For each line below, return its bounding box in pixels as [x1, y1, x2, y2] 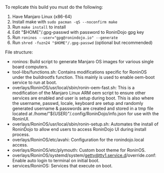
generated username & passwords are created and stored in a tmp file [12, 105, 154, 111]
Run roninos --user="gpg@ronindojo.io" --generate [12, 34, 118, 40]
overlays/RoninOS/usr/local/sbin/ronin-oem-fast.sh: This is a [12, 85, 135, 90]
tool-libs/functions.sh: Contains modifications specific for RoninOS [12, 69, 147, 75]
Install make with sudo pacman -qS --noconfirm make [12, 19, 117, 25]
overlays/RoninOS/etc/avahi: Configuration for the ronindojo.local [12, 137, 144, 143]
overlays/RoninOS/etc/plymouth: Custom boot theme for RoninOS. [12, 147, 146, 153]
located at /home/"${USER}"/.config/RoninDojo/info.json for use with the [12, 111, 159, 117]
